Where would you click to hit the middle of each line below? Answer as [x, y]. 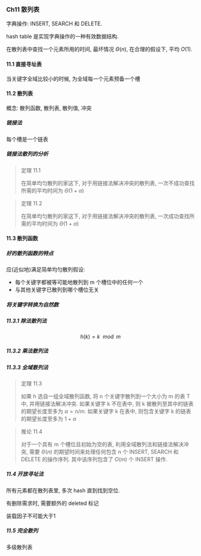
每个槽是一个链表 [27, 139]
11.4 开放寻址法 [25, 474]
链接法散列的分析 [27, 154]
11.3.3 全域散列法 [27, 367]
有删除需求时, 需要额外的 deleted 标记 [53, 503]
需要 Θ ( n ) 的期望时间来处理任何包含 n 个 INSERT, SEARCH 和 [104, 452]
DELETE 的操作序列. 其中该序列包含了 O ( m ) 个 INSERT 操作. [94, 459]
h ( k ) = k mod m [100, 336]
